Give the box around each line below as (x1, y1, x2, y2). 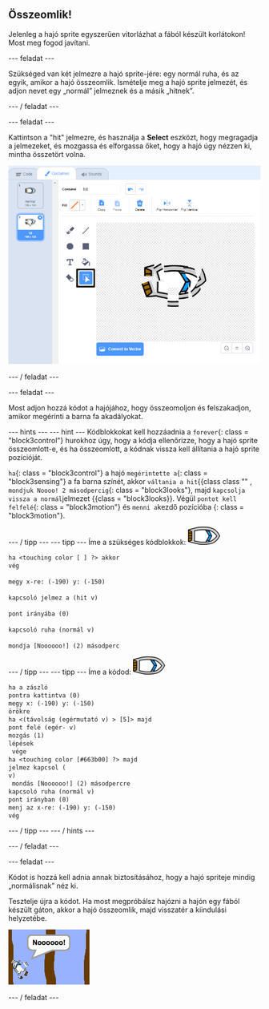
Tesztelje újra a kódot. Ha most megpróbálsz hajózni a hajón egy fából (8, 896, 240, 906)
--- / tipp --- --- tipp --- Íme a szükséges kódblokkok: (8, 537, 187, 547)
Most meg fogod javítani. (8, 38, 90, 47)
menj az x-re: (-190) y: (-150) (8, 803, 116, 812)
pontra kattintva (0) (8, 691, 81, 700)
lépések (8, 739, 34, 748)
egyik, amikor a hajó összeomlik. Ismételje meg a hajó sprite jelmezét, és (8, 77, 248, 87)
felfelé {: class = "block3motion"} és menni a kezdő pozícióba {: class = (8, 502, 244, 511)
